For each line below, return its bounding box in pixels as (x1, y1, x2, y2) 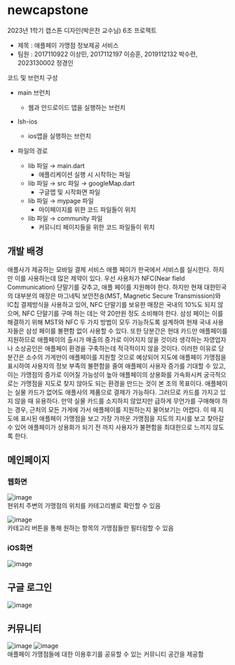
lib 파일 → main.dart (27, 161, 86, 170)
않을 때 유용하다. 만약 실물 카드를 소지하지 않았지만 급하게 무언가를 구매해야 (14, 397, 221, 405)
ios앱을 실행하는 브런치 (27, 132, 91, 140)
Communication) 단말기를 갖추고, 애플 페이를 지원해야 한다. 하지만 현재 (7, 282, 203, 291)
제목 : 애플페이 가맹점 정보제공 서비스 (17, 41, 119, 49)
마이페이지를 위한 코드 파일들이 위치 (38, 205, 137, 214)
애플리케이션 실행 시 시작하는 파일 (38, 170, 131, 179)
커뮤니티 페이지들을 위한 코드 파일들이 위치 (38, 223, 155, 231)
